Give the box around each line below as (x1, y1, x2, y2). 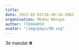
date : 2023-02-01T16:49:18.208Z (5, 12, 74, 17)
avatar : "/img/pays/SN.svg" (5, 26, 65, 31)
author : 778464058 (5, 21, 44, 27)
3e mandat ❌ (5, 40, 33, 46)
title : (5, 7, 19, 13)
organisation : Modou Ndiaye (5, 17, 65, 22)
